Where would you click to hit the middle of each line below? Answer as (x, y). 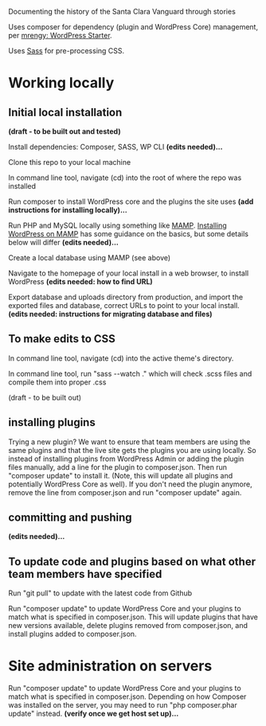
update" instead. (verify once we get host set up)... (94, 714)
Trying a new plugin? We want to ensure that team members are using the (129, 442)
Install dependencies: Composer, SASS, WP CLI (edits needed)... (115, 147)
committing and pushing (70, 518)
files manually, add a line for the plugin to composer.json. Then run (118, 467)
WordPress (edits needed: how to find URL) (80, 281)
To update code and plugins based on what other (132, 562)
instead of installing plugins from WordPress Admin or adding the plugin (126, 459)
